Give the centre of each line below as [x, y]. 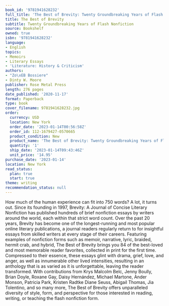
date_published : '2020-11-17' [37, 94]
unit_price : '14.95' [31, 155]
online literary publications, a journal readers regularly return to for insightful [84, 228]
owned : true [18, 33]
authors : [14, 71]
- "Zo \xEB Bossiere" [27, 75]
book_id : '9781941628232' [32, 10]
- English [16, 47]
